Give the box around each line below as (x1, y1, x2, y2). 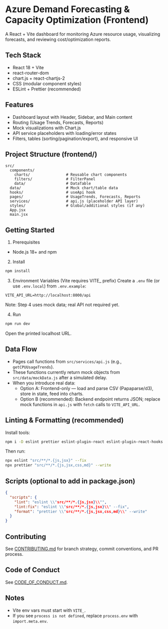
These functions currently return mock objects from (12, 369, 120, 375)
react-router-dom (12, 70, 49, 76)
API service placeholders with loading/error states (12, 130, 117, 136)
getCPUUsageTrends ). (12, 364, 54, 370)
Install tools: (5, 429, 30, 436)
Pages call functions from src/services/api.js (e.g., (12, 358, 122, 364)
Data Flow (5, 345, 37, 354)
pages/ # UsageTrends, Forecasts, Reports (10, 195, 141, 200)
